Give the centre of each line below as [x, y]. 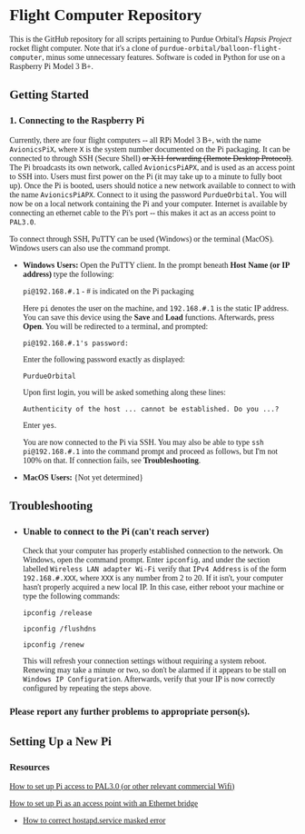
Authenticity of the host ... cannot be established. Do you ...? [151, 409]
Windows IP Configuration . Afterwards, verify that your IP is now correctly [149, 679]
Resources [30, 767]
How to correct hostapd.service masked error [94, 820]
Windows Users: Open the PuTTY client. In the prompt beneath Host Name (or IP [156, 265]
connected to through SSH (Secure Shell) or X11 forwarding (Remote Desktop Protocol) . [151, 159]
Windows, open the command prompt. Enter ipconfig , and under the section [146, 560]
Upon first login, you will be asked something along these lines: [124, 392]
